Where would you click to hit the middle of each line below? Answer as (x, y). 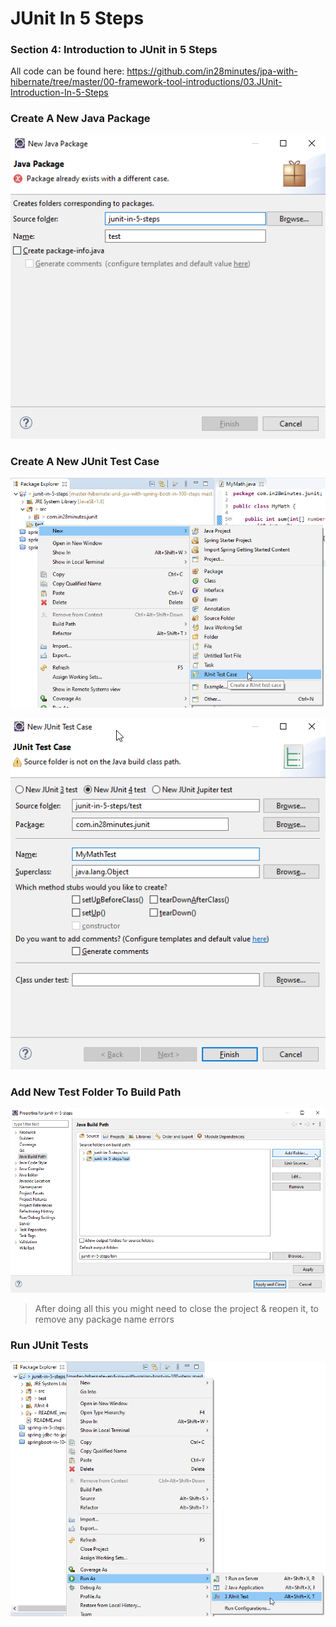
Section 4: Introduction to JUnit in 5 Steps (114, 50)
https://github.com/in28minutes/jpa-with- (212, 71)
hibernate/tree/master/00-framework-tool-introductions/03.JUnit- (146, 82)
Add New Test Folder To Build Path (96, 1092)
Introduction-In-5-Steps (59, 93)
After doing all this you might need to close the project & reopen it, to (176, 1308)
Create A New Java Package (80, 119)
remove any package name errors (104, 1319)
